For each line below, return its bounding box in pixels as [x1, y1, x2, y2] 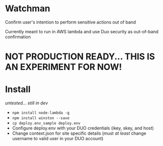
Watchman [5, 3, 50, 14]
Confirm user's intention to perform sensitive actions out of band [5, 19, 136, 25]
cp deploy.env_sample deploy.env [12, 121, 81, 126]
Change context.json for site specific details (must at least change [12, 130, 146, 136]
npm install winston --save [12, 116, 70, 121]
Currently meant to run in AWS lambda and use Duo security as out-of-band [5, 28, 159, 34]
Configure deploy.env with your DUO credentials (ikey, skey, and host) [12, 125, 154, 131]
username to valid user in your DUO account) [12, 136, 104, 142]
